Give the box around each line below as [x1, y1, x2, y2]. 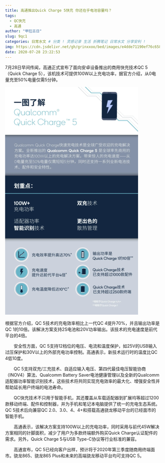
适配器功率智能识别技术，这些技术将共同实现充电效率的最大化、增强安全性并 [5, 378, 160, 384]
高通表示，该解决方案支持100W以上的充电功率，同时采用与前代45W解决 [13, 424, 160, 429]
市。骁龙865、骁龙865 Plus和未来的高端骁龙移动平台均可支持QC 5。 [5, 453, 144, 459]
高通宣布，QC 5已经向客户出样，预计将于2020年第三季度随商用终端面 [13, 446, 155, 452]
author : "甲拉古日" [5, 29, 42, 34]
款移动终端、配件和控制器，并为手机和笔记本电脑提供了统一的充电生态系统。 [5, 401, 160, 407]
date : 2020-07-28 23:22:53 [5, 49, 60, 54]
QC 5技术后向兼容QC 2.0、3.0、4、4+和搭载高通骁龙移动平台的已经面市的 [5, 407, 156, 413]
